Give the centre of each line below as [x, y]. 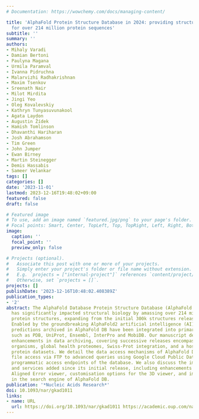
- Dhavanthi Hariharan [34, 133]
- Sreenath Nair [26, 88]
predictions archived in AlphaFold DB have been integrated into [94, 330]
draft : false [22, 204]
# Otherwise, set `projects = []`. [53, 281]
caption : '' [26, 237]
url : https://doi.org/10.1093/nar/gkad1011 [66, 407]
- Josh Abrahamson [29, 138]
